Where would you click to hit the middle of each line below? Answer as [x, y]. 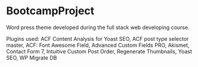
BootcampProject [50, 11]
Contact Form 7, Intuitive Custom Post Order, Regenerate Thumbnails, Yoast [99, 51]
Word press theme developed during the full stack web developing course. [98, 27]
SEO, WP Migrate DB [32, 58]
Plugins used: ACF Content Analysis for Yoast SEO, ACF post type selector [98, 39]
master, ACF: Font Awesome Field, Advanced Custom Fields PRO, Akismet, [98, 45]
